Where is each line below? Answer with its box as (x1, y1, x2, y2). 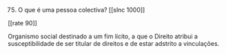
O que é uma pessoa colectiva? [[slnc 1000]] (17, 6, 145, 14)
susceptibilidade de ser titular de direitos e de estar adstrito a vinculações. (8, 40, 220, 47)
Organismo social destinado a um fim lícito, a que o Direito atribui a (8, 32, 198, 40)
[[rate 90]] (8, 19, 37, 27)
